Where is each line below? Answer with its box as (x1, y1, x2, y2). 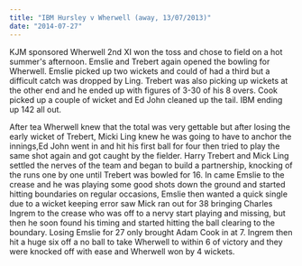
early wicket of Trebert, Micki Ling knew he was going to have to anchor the (9, 131, 292, 142)
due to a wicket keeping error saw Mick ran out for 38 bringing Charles (9, 197, 273, 208)
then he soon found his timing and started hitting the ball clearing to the (9, 217, 275, 228)
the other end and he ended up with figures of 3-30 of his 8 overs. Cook (9, 85, 278, 96)
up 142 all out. (9, 104, 61, 115)
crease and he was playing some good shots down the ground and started (9, 179, 286, 189)
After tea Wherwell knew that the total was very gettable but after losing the (9, 121, 291, 132)
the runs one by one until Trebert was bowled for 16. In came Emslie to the (9, 169, 285, 180)
